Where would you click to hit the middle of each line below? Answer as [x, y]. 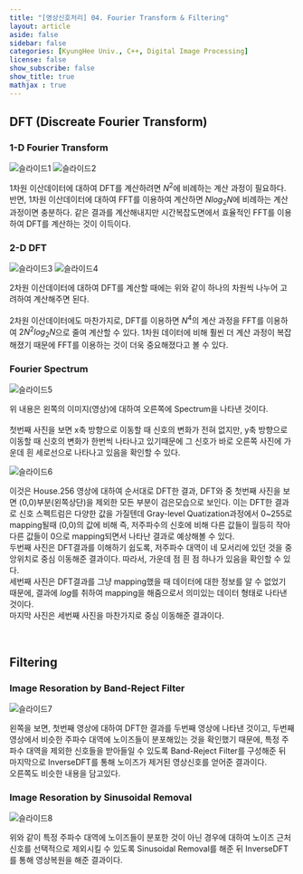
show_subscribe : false [52, 69]
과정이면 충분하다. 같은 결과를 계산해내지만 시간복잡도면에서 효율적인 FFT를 [142, 212]
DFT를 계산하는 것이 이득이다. [78, 224]
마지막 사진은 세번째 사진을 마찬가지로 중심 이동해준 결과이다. [117, 616]
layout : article [40, 26]
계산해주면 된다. [61, 299]
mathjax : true [38, 85]
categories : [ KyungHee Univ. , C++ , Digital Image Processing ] [129, 52]
